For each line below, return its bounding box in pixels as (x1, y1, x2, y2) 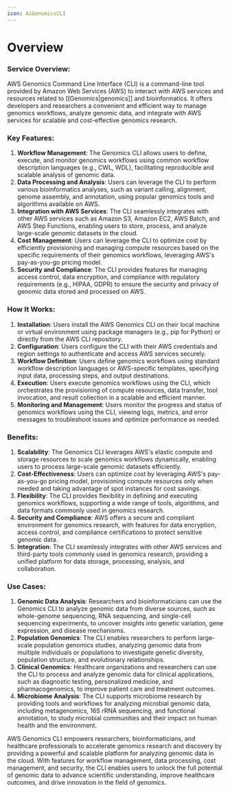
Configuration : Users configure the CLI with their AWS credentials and (16, 342, 218, 350)
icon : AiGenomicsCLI (7, 10, 67, 17)
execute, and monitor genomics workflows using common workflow (16, 156, 209, 165)
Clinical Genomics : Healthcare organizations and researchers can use (16, 663, 217, 671)
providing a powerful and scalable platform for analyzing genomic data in (7, 749, 214, 757)
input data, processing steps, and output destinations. (16, 371, 170, 380)
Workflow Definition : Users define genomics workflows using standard (16, 356, 220, 365)
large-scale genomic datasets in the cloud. (16, 229, 139, 238)
